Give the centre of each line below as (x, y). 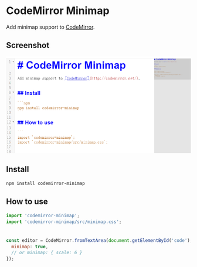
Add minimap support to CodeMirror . (50, 27)
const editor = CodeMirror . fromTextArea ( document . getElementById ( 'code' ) (98, 240)
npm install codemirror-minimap (45, 184)
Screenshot (28, 45)
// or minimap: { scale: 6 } (47, 253)
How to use (27, 201)
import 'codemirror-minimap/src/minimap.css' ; (64, 222)
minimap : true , (30, 247)
